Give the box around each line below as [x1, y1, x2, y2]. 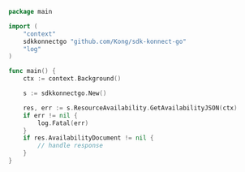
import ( [8, 22, 38, 30]
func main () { [8, 67, 57, 75]
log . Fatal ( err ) [37, 118, 89, 127]
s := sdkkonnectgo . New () [23, 89, 107, 97]
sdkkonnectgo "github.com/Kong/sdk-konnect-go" [23, 37, 187, 45]
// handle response [37, 142, 104, 150]
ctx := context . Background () [23, 75, 122, 83]
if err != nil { [23, 111, 79, 119]
